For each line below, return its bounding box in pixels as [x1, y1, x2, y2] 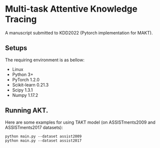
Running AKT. [5, 106, 49, 115]
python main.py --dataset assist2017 [5, 138, 82, 143]
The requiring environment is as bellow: [5, 57, 84, 63]
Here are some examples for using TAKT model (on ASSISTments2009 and [5, 119, 156, 125]
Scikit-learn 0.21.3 [12, 82, 49, 88]
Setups [5, 44, 28, 52]
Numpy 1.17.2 [12, 92, 38, 98]
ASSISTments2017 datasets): [5, 124, 63, 130]
